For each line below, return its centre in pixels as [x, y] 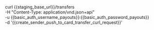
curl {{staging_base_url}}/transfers [40, 7]
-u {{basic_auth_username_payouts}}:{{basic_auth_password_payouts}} [77, 17]
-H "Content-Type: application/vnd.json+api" [50, 12]
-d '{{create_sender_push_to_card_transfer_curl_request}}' [64, 22]
